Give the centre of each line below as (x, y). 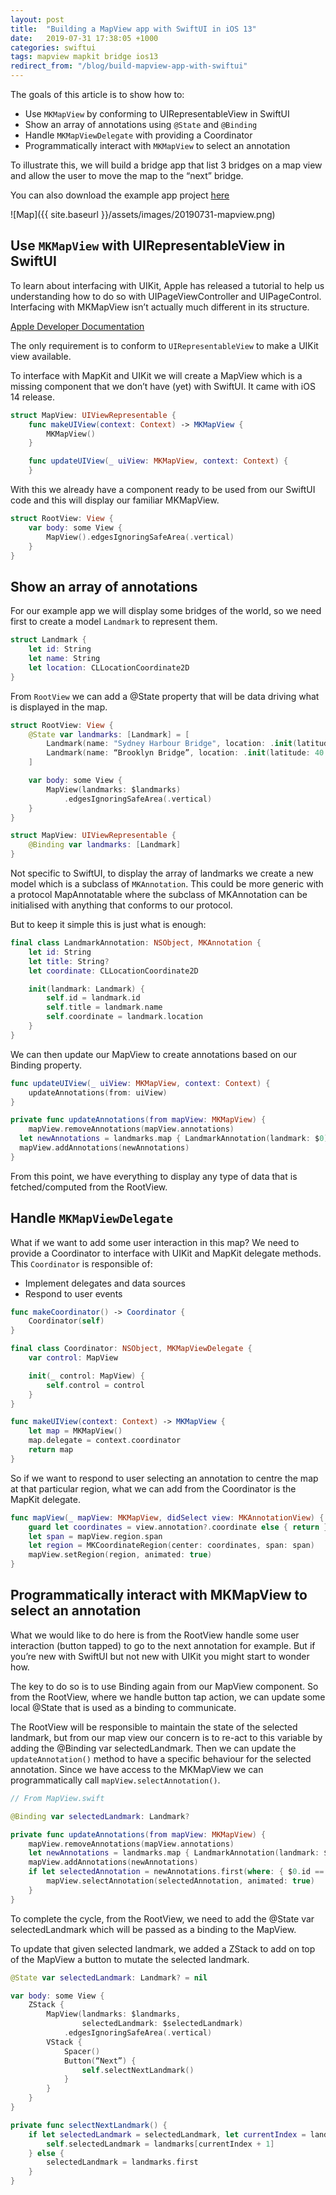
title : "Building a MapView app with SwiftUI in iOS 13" (133, 29)
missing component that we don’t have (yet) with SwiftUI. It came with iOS (163, 386)
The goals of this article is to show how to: (97, 94)
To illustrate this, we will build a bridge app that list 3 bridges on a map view (166, 165)
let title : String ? (69, 961)
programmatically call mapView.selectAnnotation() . (115, 1780)
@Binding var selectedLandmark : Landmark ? (100, 1816)
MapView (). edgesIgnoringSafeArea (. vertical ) (140, 537)
